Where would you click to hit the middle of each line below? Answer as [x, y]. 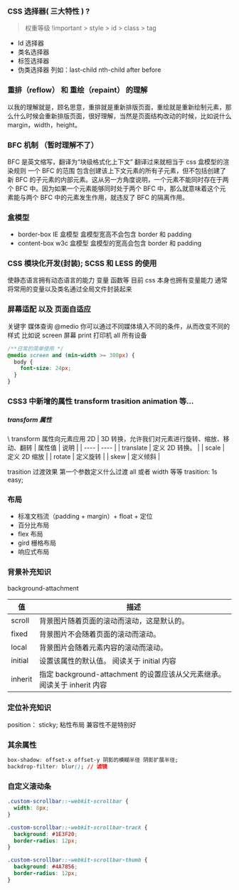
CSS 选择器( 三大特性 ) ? [49, 11]
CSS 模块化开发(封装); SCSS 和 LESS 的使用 [82, 263]
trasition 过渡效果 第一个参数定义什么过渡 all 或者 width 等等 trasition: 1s [112, 472]
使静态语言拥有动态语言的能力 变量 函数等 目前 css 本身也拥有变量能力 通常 [117, 280]
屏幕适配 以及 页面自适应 [49, 309]
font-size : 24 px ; [46, 369]
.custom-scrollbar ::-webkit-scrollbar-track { [78, 827]
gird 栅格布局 [37, 543]
